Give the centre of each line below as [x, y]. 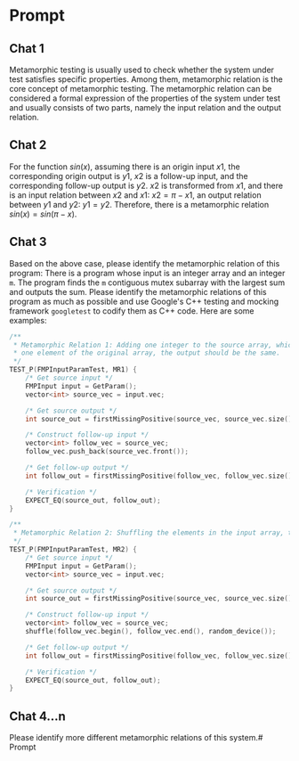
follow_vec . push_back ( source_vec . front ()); [107, 452]
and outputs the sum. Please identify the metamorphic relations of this [138, 291]
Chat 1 [27, 49]
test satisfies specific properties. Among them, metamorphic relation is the [146, 79]
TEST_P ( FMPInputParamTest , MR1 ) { [73, 370]
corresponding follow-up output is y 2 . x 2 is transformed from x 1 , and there [146, 185]
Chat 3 [28, 242]
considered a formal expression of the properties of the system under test [145, 98]
